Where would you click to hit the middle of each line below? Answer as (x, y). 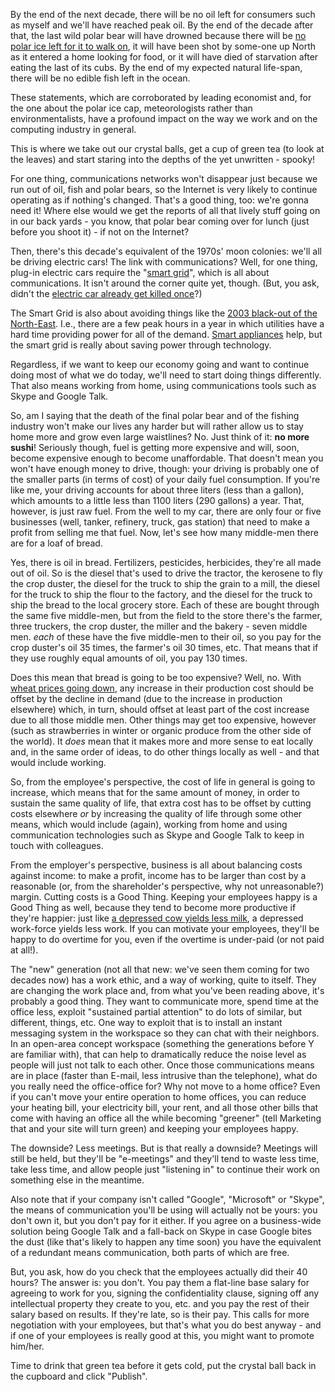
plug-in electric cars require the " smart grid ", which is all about (140, 272)
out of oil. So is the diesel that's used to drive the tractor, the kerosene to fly (166, 573)
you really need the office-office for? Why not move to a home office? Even (165, 1086)
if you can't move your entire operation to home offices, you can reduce (158, 1097)
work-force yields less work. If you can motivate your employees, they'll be (165, 928)
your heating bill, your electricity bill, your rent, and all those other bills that (164, 1107)
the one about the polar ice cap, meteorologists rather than (131, 108)
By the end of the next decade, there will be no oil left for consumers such (163, 14)
